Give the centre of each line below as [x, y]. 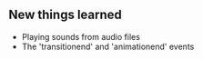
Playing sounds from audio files [81, 36]
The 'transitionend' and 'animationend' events [108, 46]
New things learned [65, 15]
